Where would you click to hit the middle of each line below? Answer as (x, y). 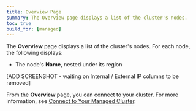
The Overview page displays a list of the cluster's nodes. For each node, (98, 46)
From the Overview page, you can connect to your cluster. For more (92, 95)
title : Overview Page (34, 12)
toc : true (19, 23)
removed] (19, 83)
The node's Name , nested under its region (69, 65)
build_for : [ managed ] (34, 29)
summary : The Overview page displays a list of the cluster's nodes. (97, 18)
